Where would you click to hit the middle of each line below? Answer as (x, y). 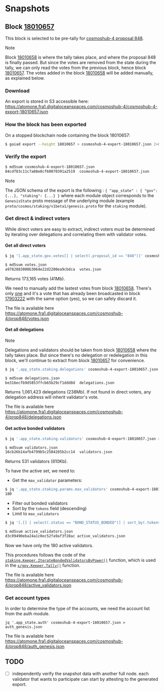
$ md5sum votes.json (26, 265)
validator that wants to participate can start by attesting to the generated (85, 679)
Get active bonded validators (35, 428)
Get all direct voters (25, 246)
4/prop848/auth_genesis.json (35, 646)
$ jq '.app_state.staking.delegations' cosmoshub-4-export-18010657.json (82, 369)
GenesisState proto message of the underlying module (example (70, 201)
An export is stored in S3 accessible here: (47, 101)
